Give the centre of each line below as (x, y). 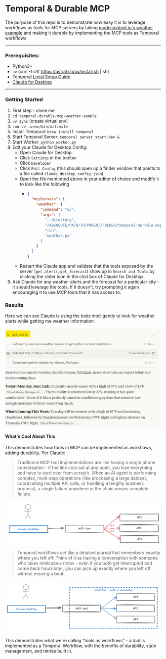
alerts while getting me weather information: (50, 321)
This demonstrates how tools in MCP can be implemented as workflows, (79, 447)
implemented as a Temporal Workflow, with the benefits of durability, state (81, 646)
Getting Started (24, 99)
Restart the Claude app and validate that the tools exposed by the (86, 266)
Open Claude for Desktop (45, 152)
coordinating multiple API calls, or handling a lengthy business (81, 483)
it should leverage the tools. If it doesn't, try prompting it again (76, 287)
